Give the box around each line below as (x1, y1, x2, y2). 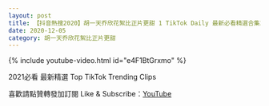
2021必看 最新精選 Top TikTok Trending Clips (8, 73, 157, 82)
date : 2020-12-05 (8, 26, 66, 34)
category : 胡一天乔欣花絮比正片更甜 (8, 33, 116, 42)
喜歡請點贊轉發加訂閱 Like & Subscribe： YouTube (8, 89, 172, 99)
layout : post (8, 11, 52, 20)
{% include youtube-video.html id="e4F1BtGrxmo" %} (8, 56, 187, 65)
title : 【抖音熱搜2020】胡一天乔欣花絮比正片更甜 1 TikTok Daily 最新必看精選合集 (8, 19, 260, 27)
